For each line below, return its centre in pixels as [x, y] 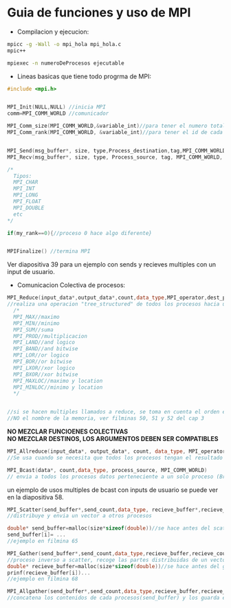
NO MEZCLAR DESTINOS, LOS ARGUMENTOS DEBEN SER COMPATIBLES [113, 439]
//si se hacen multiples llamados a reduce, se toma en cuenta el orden [113, 412]
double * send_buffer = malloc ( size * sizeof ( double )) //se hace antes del [109, 528]
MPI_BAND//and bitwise [46, 349]
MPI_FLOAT [27, 202]
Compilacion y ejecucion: [53, 32]
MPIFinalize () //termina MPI [49, 251]
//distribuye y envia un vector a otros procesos [80, 516]
